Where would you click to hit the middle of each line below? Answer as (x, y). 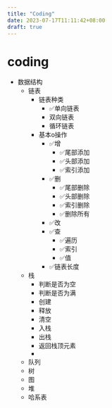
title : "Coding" (31, 14)
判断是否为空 (57, 284)
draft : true (25, 27)
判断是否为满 (57, 293)
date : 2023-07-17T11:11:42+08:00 (56, 20)
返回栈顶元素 (57, 346)
